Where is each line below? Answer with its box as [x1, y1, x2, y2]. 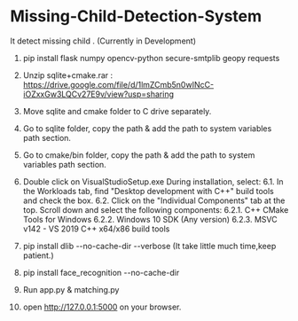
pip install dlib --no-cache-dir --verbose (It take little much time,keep [22, 240, 277, 251]
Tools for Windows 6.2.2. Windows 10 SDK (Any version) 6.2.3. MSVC [22, 214, 278, 224]
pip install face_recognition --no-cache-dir [22, 267, 180, 278]
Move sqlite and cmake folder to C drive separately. [22, 106, 212, 116]
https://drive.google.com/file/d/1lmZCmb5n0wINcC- [22, 79, 215, 90]
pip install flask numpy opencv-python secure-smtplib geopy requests [22, 52, 280, 63]
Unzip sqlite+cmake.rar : [22, 69, 114, 81]
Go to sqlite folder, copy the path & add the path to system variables [22, 122, 272, 134]
